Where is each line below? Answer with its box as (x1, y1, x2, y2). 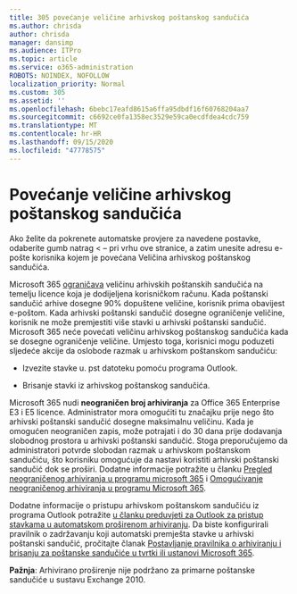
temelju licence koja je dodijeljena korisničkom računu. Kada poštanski (9, 288, 269, 299)
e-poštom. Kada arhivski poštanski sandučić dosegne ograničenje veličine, (9, 307, 285, 318)
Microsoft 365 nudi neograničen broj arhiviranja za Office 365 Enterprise (9, 397, 281, 407)
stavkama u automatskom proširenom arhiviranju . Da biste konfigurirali (9, 519, 269, 530)
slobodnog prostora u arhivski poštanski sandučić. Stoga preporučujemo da (9, 435, 288, 446)
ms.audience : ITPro (9, 46, 82, 55)
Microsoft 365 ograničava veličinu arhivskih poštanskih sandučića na (9, 279, 263, 289)
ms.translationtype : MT (9, 121, 98, 130)
